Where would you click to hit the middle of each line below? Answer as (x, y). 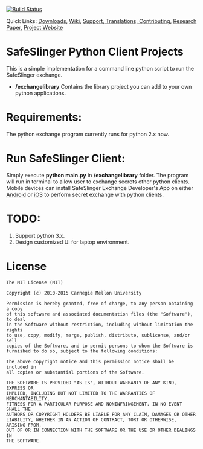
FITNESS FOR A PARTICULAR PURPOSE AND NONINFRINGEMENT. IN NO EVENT (94, 404)
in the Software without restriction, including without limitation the (100, 325)
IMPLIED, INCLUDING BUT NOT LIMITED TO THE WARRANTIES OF (81, 393)
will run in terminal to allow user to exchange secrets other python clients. (98, 182)
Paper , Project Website (35, 27)
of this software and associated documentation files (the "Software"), (100, 314)
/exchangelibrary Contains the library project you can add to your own (103, 86)
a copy (14, 309)
